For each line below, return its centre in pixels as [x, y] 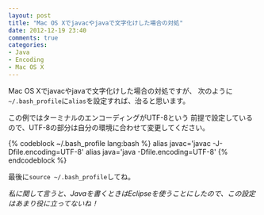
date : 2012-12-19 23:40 [48, 30]
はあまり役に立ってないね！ [54, 203]
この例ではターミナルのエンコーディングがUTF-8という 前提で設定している [131, 117]
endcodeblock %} [38, 160]
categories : [28, 45]
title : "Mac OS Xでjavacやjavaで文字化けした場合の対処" [96, 23]
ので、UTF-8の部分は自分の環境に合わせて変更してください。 [109, 127]
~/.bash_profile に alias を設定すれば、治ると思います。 [99, 101]
